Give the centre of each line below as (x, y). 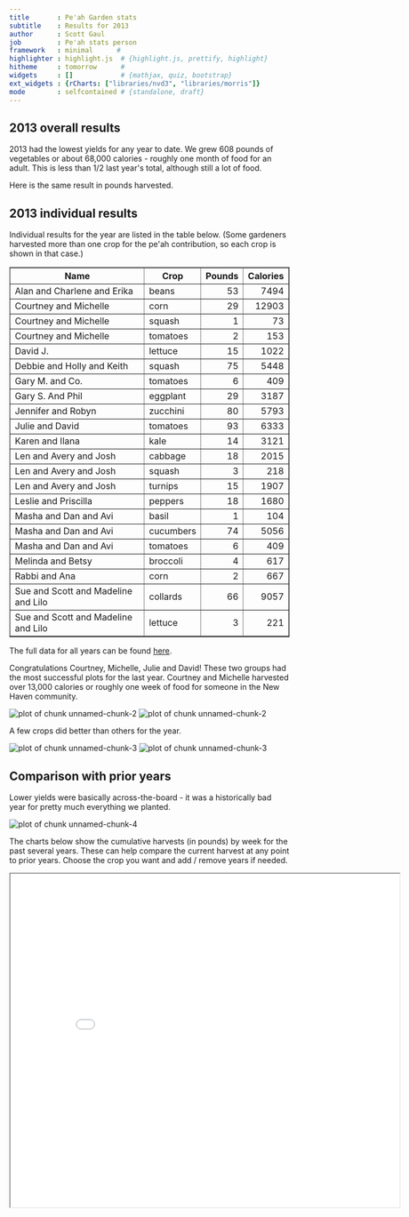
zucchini (167, 412)
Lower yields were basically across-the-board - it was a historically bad (140, 797)
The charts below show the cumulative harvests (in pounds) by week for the (148, 841)
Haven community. (44, 697)
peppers (166, 501)
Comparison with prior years (90, 776)
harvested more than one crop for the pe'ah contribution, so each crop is (143, 244)
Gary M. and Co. (48, 381)
